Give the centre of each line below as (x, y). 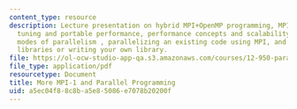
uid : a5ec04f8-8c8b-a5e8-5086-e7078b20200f (91, 91)
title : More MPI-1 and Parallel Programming (92, 83)
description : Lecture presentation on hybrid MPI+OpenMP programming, (142, 25)
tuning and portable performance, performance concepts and (130, 33)
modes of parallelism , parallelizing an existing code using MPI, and (152, 42)
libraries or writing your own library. (92, 50)
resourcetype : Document (53, 75)
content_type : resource (53, 17)
